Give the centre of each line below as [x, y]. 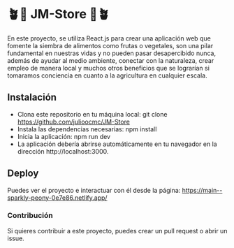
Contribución [30, 216]
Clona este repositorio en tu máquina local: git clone [92, 114]
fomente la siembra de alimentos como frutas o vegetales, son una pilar [110, 45]
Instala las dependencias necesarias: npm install [87, 129]
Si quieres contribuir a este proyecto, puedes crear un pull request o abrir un [117, 231]
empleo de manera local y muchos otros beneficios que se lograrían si [108, 68]
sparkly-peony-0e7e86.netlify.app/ [57, 198]
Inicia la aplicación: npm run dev [64, 136]
